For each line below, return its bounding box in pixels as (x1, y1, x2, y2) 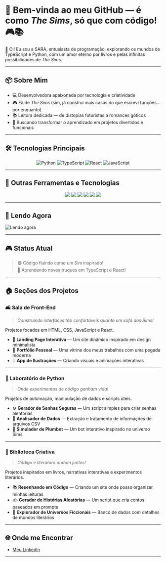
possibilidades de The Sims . (5, 56, 63, 62)
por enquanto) (12, 106, 42, 113)
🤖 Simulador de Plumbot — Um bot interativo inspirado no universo (12, 426, 150, 432)
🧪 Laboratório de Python (5, 375, 65, 382)
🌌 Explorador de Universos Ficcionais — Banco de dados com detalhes (12, 509, 160, 516)
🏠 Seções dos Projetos (5, 287, 79, 295)
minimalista (12, 342, 36, 347)
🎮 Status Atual (5, 244, 53, 253)
